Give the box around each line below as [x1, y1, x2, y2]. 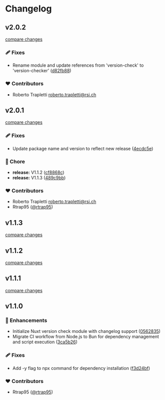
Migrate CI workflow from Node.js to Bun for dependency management [12, 334, 159, 340]
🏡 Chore [5, 158, 25, 165]
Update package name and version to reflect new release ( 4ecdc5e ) [12, 145, 153, 151]
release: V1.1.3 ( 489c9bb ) [12, 175, 66, 180]
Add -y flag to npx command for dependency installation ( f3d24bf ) [12, 365, 150, 371]
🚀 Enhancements [5, 317, 47, 324]
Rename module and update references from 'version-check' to [12, 62, 144, 68]
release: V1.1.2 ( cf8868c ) [12, 169, 64, 175]
